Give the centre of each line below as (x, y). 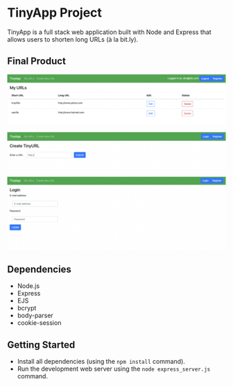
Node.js (28, 286)
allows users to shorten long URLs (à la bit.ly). (73, 39)
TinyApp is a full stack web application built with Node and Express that (109, 32)
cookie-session (39, 323)
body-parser (35, 316)
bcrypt (27, 308)
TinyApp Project (55, 13)
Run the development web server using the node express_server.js (114, 369)
